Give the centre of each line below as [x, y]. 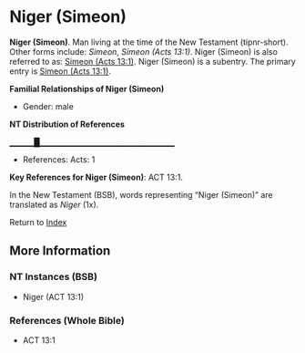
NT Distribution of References [67, 124]
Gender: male [48, 106]
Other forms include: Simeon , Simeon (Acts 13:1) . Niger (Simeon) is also [143, 51]
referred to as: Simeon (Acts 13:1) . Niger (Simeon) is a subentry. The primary [152, 61]
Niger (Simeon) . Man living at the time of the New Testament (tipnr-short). [149, 42]
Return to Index [38, 222]
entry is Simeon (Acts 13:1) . [61, 71]
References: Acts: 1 [59, 159]
